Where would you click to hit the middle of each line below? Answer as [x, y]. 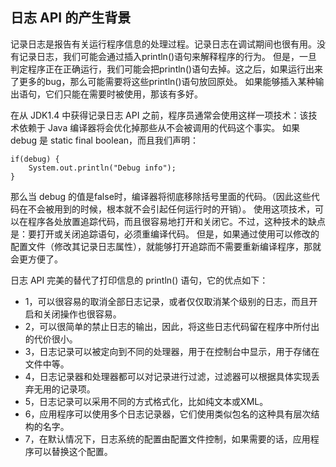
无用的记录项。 [64, 389]
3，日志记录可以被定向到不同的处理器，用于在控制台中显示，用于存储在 [172, 351]
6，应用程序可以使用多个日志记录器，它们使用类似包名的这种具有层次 [168, 414]
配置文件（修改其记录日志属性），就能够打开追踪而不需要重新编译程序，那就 [166, 246]
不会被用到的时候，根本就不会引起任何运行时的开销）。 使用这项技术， [171, 209]
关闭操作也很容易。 [82, 314]
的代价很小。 [51, 339]
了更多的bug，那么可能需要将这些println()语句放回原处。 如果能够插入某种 [163, 81]
